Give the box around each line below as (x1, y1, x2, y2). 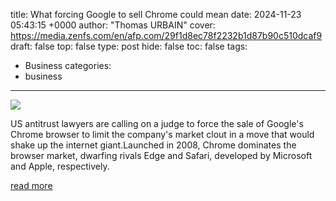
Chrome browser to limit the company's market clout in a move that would (10, 129, 315, 140)
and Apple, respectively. (10, 160, 110, 172)
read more (10, 180, 53, 191)
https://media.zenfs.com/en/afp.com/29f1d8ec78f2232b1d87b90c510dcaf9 (10, 30, 323, 41)
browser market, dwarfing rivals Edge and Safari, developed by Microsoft (10, 150, 313, 161)
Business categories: (24, 60, 112, 71)
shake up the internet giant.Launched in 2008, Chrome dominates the (10, 139, 297, 151)
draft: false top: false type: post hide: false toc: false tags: (10, 40, 248, 52)
